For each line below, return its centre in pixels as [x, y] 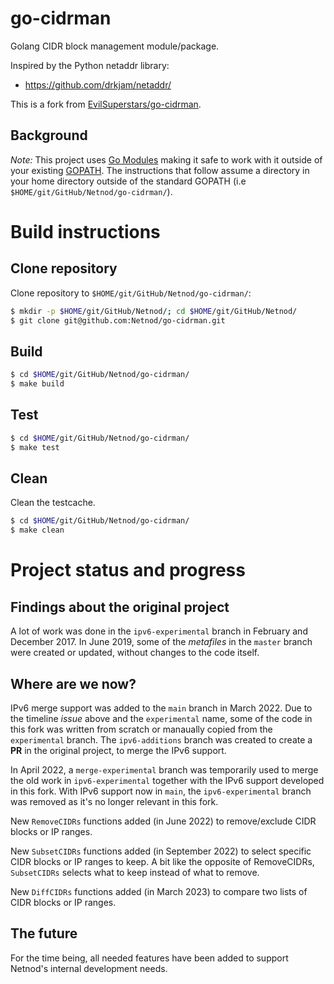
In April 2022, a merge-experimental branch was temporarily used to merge [164, 770]
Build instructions [85, 231]
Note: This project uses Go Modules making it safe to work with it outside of [166, 159]
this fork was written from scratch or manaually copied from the [141, 729]
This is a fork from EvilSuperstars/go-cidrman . [106, 104]
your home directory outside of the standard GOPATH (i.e [128, 181]
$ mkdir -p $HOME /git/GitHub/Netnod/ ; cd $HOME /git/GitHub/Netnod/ [154, 311]
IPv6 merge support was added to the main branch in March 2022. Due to [161, 708]
